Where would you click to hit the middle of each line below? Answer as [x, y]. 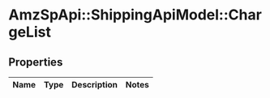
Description [94, 85]
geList [30, 32]
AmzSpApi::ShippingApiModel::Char [135, 15]
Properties [36, 62]
